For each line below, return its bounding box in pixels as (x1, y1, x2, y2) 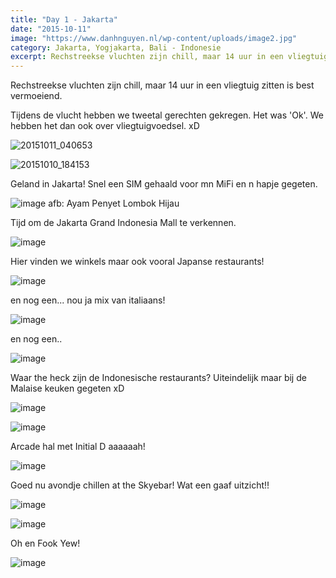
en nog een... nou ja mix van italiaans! (10, 294, 166, 306)
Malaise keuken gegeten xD (10, 382, 125, 395)
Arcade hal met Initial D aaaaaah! (10, 441, 146, 453)
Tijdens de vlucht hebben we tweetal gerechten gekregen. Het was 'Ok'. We (10, 109, 324, 121)
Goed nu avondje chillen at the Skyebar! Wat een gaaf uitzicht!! (10, 479, 270, 491)
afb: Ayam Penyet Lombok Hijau (48, 197, 180, 210)
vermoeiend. (10, 90, 63, 102)
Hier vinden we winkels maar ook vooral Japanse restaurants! (10, 256, 265, 268)
